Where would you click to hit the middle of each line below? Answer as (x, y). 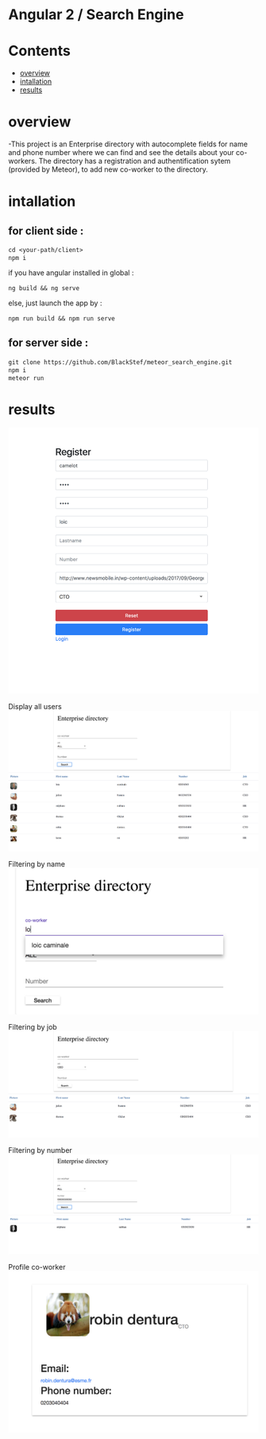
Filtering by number (40, 1150)
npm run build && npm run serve (62, 319)
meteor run (26, 378)
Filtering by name (37, 864)
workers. (23, 161)
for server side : (48, 343)
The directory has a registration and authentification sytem (135, 161)
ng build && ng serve (44, 289)
